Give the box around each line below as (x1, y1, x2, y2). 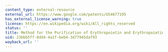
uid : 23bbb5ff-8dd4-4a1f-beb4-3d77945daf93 (5, 35, 97, 40)
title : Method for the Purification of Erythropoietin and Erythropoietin (5, 30, 164, 35)
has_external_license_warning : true (5, 16, 81, 21)
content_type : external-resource (5, 7, 75, 12)
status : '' (5, 26, 28, 31)
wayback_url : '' (5, 40, 39, 45)
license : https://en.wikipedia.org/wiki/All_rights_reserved (5, 21, 135, 26)
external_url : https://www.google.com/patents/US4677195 (5, 12, 126, 17)
